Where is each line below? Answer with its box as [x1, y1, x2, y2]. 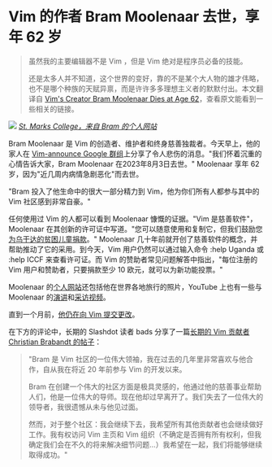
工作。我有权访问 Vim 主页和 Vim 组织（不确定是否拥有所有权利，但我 [28, 429, 262, 439]
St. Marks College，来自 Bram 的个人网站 [18, 121, 158, 131]
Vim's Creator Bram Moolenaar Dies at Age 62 [44, 94, 200, 103]
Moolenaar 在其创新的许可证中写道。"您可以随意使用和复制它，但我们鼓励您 [8, 224, 263, 233]
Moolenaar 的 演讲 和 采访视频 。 [8, 292, 111, 302]
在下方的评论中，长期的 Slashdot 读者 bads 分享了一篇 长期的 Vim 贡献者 [8, 326, 250, 336]
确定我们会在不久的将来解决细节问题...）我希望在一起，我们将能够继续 [28, 439, 262, 449]
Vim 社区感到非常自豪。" [8, 196, 91, 206]
